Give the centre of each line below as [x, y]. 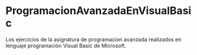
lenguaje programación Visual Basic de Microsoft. [66, 46]
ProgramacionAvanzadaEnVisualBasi [98, 11]
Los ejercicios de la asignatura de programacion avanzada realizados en [93, 39]
